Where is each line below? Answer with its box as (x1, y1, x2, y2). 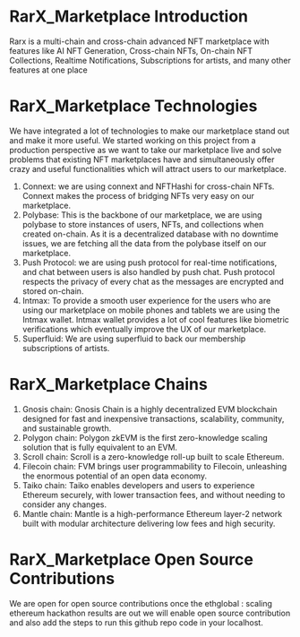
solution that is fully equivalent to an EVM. (21, 442, 177, 452)
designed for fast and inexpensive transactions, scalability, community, (21, 413, 285, 424)
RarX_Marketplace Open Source (9, 549, 253, 570)
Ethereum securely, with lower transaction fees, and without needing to (21, 489, 286, 500)
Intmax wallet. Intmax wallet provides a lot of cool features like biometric (21, 314, 289, 324)
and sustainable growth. (21, 423, 112, 434)
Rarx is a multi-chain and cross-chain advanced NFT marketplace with (9, 36, 270, 47)
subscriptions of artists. (21, 342, 110, 353)
